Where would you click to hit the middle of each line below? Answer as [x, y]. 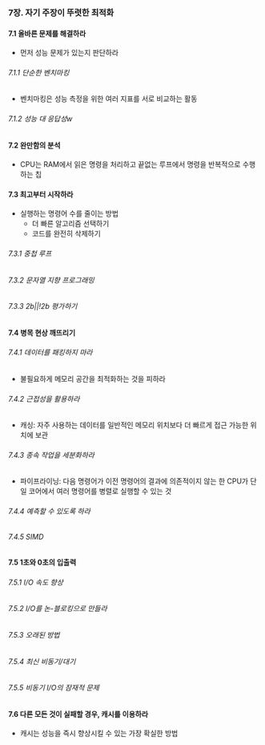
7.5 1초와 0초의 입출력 [42, 562]
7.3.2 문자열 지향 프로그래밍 [51, 280]
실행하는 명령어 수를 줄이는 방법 [69, 213]
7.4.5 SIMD [26, 536]
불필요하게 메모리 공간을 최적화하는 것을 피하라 [92, 379]
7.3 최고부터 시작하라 [41, 194]
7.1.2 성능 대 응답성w [40, 119]
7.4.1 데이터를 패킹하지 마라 [50, 352]
